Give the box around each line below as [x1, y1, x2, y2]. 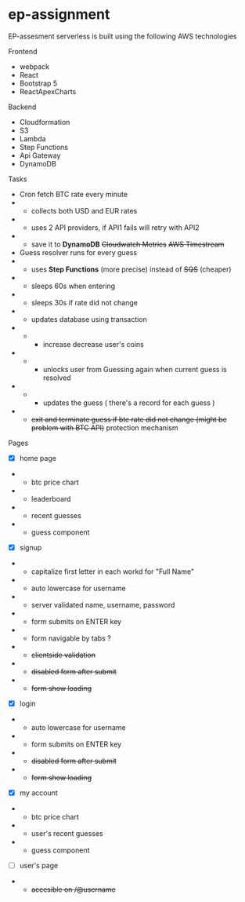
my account [19, 788, 59, 798]
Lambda [19, 133, 46, 143]
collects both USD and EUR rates [31, 206, 138, 215]
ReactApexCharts [19, 86, 77, 96]
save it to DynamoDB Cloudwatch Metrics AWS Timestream [31, 239, 225, 249]
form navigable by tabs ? [31, 634, 111, 643]
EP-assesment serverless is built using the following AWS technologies [8, 31, 237, 41]
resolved [42, 373, 72, 382]
